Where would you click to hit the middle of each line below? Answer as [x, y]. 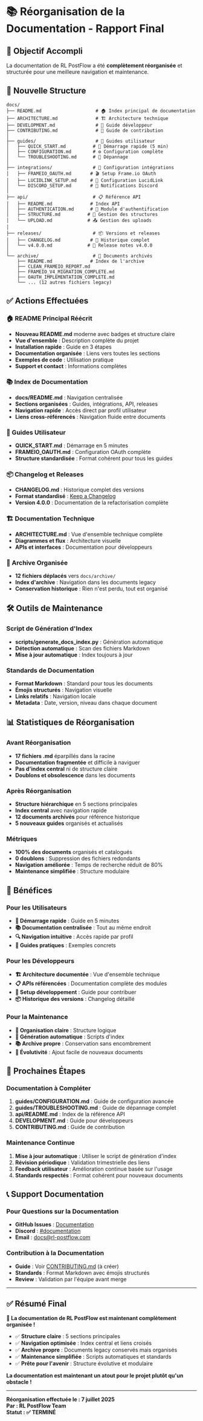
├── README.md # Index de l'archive [81, 261]
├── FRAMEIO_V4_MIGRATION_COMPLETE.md [66, 272]
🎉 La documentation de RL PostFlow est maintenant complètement [92, 1318]
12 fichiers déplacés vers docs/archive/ [65, 575]
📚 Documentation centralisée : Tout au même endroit [83, 927]
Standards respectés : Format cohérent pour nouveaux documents [99, 1175]
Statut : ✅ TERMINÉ [31, 1413]
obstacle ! [19, 1382]
